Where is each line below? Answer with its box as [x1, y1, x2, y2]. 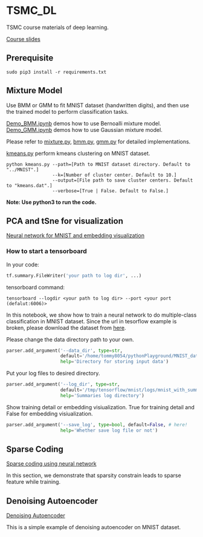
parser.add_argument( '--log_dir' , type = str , [6, 381, 120, 387]
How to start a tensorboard [6, 247, 87, 255]
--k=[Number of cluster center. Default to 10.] [52, 172, 177, 178]
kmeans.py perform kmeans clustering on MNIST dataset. [6, 150, 150, 157]
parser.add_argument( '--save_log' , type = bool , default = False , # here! [6, 421, 188, 427]
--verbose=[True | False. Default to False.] [52, 188, 169, 194]
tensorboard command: [6, 283, 65, 291]
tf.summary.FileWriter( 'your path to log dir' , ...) [6, 272, 142, 278]
